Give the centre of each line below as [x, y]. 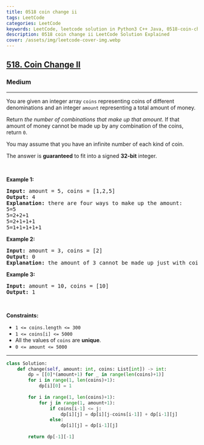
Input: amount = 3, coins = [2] [54, 250]
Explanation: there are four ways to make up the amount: [94, 203]
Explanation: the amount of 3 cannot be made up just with [96, 263]
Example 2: [21, 239]
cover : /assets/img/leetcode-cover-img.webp [63, 40]
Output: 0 [21, 257]
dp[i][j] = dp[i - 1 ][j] [89, 426]
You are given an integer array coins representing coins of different [90, 101]
